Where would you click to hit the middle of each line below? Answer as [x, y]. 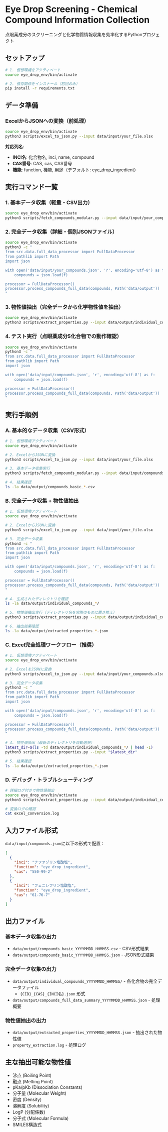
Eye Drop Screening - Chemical [71, 9]
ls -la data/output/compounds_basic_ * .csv [50, 487]
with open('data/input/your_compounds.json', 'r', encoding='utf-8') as [82, 270]
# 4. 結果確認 [18, 482]
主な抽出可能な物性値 [38, 1062]
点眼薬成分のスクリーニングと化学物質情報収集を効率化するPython [74, 34]
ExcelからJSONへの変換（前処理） [47, 121]
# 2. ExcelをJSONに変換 [28, 669]
